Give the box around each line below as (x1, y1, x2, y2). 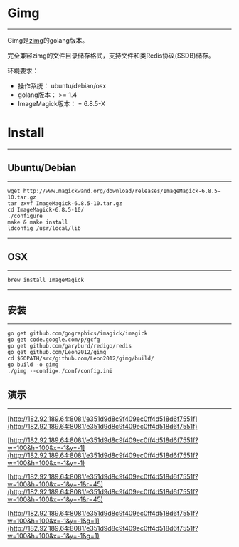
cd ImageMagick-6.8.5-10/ (7, 206, 84, 213)
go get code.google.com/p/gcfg (7, 336, 100, 343)
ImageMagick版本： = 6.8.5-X (17, 99, 106, 108)
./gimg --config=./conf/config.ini (7, 368, 113, 375)
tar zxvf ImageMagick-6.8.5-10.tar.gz (7, 199, 122, 207)
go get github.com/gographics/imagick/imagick (7, 330, 148, 338)
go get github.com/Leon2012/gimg (7, 349, 107, 356)
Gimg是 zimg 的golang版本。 (7, 36, 89, 44)
